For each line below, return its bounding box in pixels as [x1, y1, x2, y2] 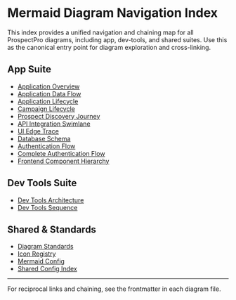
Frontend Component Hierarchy [17, 157, 110, 165]
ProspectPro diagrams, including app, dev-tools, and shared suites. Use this [7, 35, 228, 44]
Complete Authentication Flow [17, 149, 105, 157]
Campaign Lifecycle [17, 104, 76, 113]
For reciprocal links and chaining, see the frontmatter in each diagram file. [7, 285, 221, 293]
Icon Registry [17, 249, 56, 258]
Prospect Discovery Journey [17, 112, 100, 120]
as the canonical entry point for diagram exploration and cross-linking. [7, 43, 211, 51]
